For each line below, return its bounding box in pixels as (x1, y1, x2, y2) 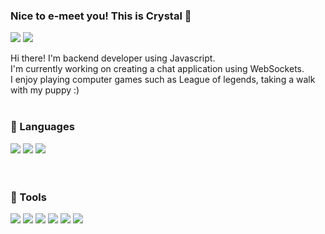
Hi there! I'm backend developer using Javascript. (10, 52, 216, 64)
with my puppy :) (10, 84, 80, 96)
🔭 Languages (10, 120, 75, 134)
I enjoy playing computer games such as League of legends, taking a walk (10, 74, 316, 86)
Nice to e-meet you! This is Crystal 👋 (10, 9, 192, 23)
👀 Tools (10, 190, 47, 204)
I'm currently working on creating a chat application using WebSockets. (10, 63, 305, 75)
